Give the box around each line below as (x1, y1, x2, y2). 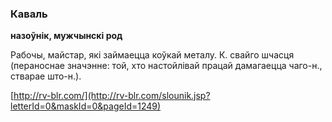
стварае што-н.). (10, 70, 82, 82)
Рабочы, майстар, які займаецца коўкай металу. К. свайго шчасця (10, 49, 295, 61)
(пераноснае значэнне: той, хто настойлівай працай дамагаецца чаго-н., (10, 60, 323, 72)
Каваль (10, 7, 48, 21)
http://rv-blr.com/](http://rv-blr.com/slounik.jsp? (13, 90, 211, 102)
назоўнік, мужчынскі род (10, 30, 123, 42)
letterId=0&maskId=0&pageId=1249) (10, 100, 162, 112)
